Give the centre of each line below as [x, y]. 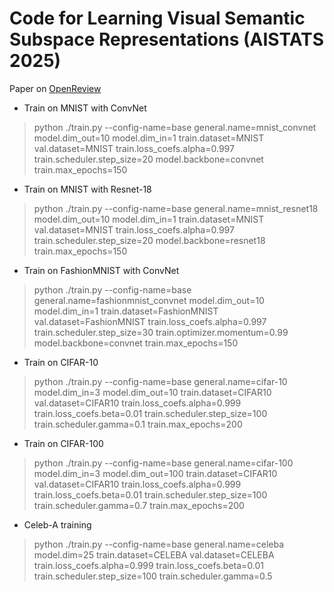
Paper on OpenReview [55, 88]
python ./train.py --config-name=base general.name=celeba [159, 544]
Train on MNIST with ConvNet [85, 108]
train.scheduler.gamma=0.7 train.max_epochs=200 [139, 505]
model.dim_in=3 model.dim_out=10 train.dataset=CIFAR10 [152, 392]
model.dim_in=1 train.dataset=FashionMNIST [126, 311]
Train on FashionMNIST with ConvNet [101, 270]
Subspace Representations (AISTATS [166, 39]
